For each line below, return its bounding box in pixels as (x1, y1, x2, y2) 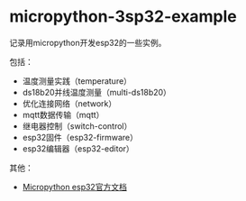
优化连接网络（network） (22, 97, 117, 109)
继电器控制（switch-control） (22, 120, 132, 132)
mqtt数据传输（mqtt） (22, 109, 105, 120)
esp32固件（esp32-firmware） (22, 132, 138, 142)
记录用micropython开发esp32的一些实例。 (9, 37, 167, 48)
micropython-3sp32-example (9, 6, 237, 27)
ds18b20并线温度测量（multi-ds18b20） (22, 87, 171, 97)
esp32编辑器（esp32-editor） (22, 142, 135, 154)
